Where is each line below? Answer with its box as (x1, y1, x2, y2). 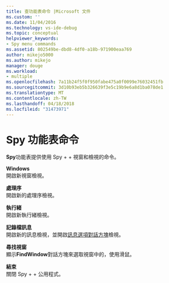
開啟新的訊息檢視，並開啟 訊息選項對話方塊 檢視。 (6, 231, 124, 238)
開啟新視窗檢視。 (6, 172, 47, 179)
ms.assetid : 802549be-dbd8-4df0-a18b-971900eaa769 (6, 47, 132, 53)
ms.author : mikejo (6, 57, 51, 63)
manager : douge (6, 62, 43, 69)
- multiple (6, 74, 33, 79)
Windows (6, 165, 30, 172)
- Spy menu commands (6, 41, 57, 47)
